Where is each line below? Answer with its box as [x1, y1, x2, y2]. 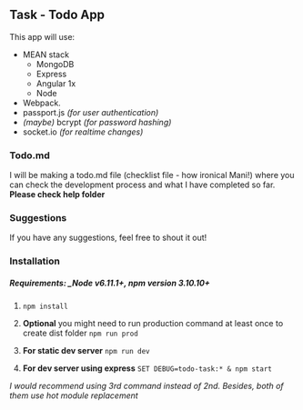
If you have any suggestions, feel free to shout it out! [9, 232, 207, 244]
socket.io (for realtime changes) [22, 126, 144, 137]
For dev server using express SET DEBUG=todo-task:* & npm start [22, 363, 273, 374]
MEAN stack [22, 49, 70, 60]
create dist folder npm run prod [22, 327, 138, 339]
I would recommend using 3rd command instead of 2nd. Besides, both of [9, 381, 284, 392]
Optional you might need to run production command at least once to [22, 318, 284, 329]
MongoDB [35, 58, 75, 69]
